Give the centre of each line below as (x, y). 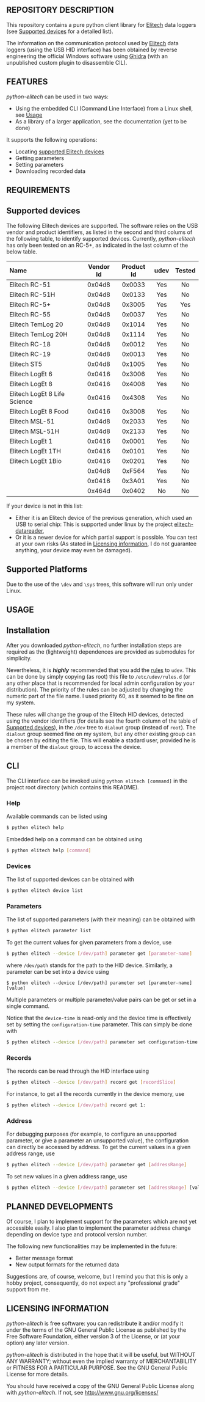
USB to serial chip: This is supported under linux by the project (94, 524)
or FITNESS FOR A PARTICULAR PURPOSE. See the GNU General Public (97, 1367)
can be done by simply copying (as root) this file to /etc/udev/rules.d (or (99, 676)
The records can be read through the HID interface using (78, 1071)
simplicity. (19, 658)
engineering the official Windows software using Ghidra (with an (87, 56)
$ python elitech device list (45, 891)
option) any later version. (38, 1343)
